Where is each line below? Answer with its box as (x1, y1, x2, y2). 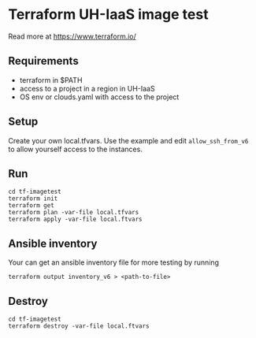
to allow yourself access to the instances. (8, 144, 143, 154)
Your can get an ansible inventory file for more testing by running (8, 258, 219, 267)
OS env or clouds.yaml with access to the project (19, 92, 180, 102)
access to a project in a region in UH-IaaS (19, 84, 155, 93)
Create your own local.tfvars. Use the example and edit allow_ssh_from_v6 (8, 136, 249, 145)
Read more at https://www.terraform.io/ (8, 32, 136, 41)
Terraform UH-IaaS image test (8, 6, 209, 24)
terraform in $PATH (19, 75, 83, 84)
